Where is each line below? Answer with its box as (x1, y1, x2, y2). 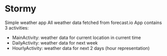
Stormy (5, 3, 36, 14)
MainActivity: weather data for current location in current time (12, 34, 141, 40)
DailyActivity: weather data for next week (12, 39, 98, 45)
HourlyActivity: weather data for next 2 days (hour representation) (12, 45, 150, 51)
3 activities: (5, 24, 29, 30)
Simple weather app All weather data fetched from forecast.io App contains (5, 19, 162, 25)
